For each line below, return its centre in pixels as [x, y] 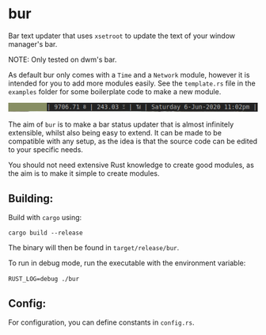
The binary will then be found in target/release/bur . [94, 248]
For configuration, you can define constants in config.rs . [101, 322]
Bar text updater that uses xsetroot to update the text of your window [122, 36]
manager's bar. [33, 44]
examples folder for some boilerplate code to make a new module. [115, 91]
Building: [31, 198]
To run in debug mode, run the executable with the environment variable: [127, 263]
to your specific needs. [46, 150]
